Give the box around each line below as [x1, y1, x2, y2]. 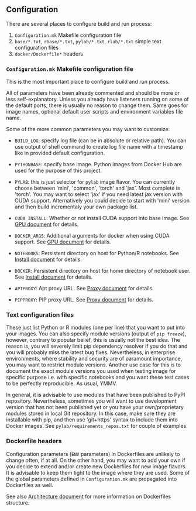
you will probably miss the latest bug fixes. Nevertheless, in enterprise [6, 349, 176, 356]
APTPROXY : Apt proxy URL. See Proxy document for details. [14, 285, 154, 292]
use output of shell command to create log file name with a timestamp [14, 143, 183, 150]
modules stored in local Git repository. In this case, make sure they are [6, 410, 176, 417]
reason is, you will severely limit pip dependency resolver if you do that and [6, 342, 188, 350]
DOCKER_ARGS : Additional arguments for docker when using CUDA [14, 232, 170, 239]
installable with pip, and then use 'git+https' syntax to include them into [6, 416, 178, 423]
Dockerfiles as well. [6, 481, 54, 488]
